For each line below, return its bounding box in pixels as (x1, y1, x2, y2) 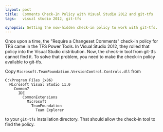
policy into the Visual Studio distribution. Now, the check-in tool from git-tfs (5, 49, 156, 55)
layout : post (5, 7, 32, 12)
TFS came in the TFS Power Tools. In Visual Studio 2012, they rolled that (5, 43, 150, 49)
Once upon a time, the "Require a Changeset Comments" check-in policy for (5, 38, 158, 44)
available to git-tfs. (5, 59, 43, 65)
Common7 (14, 86, 29, 92)
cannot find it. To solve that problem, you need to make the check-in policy (5, 54, 156, 60)
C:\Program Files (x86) (5, 78, 54, 83)
